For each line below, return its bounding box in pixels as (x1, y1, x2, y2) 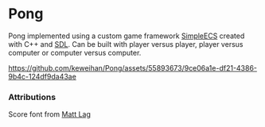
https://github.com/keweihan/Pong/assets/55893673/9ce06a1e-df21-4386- (8, 63, 257, 72)
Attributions (8, 91, 57, 102)
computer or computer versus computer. (8, 48, 142, 57)
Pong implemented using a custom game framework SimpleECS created (8, 31, 245, 40)
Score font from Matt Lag (8, 110, 92, 119)
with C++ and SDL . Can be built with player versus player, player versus (8, 39, 244, 48)
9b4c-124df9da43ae (8, 71, 77, 81)
